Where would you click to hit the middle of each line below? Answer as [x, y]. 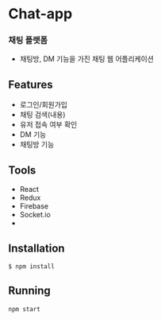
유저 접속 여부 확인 [48, 125]
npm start [25, 309]
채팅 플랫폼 [28, 41]
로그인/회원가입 [44, 105]
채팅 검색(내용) [42, 115]
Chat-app [40, 14]
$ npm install [32, 266]
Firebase [34, 206]
